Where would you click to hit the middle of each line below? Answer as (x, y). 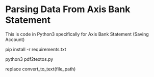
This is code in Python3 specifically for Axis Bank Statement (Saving (77, 34)
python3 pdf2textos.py (29, 59)
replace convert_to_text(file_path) (41, 69)
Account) (15, 40)
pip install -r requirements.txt (36, 49)
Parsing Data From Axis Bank (68, 9)
